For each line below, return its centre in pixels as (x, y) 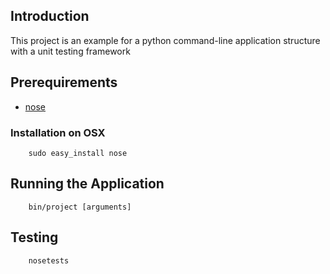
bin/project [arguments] (80, 207)
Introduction (50, 16)
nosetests (49, 260)
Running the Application (87, 184)
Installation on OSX (58, 132)
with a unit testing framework (70, 51)
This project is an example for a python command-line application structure (165, 40)
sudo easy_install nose (78, 153)
